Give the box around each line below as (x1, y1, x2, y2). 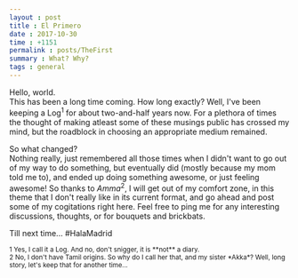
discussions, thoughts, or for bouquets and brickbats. (9, 210, 206, 222)
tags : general (9, 63, 66, 72)
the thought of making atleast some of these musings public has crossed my (9, 116, 290, 127)
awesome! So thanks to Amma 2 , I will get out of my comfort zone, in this (9, 181, 274, 194)
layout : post (9, 12, 62, 22)
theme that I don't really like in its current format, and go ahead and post (9, 192, 275, 203)
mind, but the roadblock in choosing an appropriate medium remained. (9, 126, 268, 137)
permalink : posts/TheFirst (9, 46, 114, 55)
